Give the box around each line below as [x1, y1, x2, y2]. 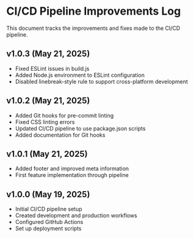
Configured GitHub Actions [15, 218, 84, 226]
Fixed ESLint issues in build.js [15, 65, 90, 72]
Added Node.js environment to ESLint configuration [15, 71, 145, 79]
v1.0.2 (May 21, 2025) [6, 96, 90, 106]
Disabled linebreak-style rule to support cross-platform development [15, 78, 188, 85]
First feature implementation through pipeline [15, 171, 129, 179]
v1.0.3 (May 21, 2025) [6, 49, 90, 59]
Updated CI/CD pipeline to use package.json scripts [15, 124, 146, 132]
